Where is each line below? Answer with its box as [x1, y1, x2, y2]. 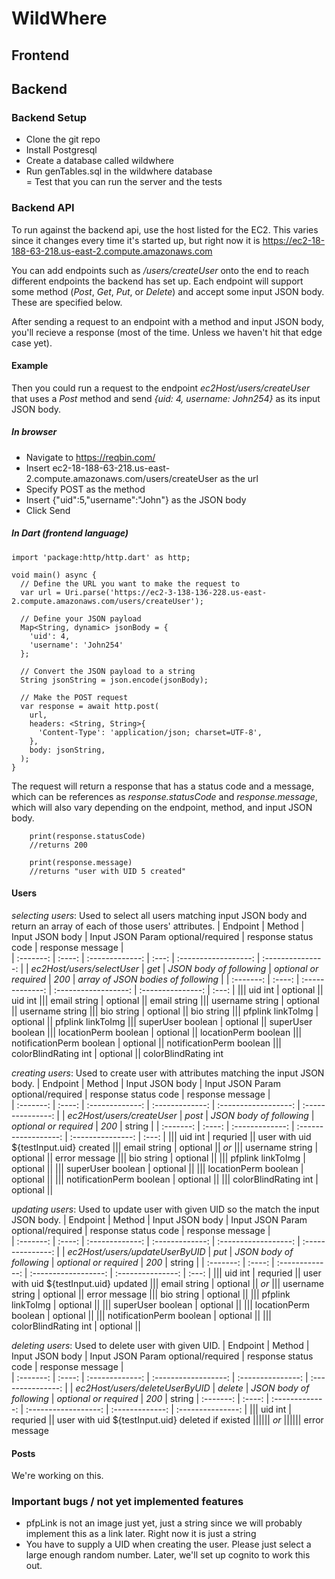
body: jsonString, [29, 745, 106, 755]
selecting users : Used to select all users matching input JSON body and [11, 909, 308, 921]
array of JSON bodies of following [77, 973, 219, 985]
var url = [20, 587, 61, 597]
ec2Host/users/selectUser [30, 962, 140, 974]
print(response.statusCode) [29, 831, 146, 841]
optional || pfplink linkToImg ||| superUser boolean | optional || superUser [11, 1015, 313, 1027]
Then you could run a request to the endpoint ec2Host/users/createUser [11, 382, 311, 394]
